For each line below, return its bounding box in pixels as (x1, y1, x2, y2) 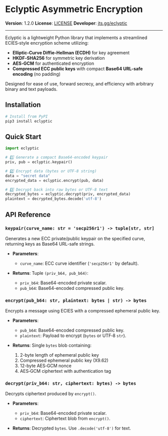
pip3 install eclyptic (5, 119, 52, 124)
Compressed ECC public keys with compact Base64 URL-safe (12, 65, 143, 71)
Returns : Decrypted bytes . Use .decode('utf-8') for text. (12, 425, 131, 431)
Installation (5, 100, 41, 109)
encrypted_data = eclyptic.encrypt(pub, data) (5, 178, 104, 183)
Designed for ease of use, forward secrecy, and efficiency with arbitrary (5, 80, 154, 86)
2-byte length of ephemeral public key (19, 352, 99, 358)
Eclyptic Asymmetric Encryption (5, 4, 143, 15)
